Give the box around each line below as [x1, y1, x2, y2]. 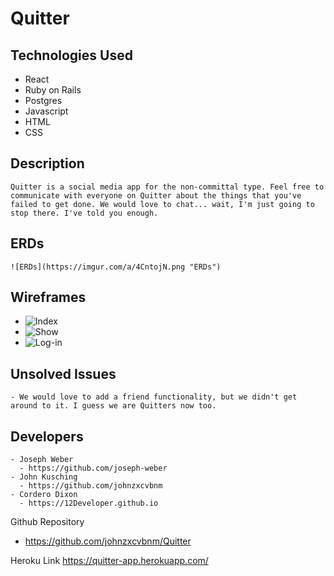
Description [10, 155, 85, 172]
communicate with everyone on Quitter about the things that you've [10, 190, 302, 201]
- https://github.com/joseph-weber [19, 463, 168, 474]
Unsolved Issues [10, 365, 117, 382]
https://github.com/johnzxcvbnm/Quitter [24, 535, 192, 547]
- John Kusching [10, 472, 78, 482]
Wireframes [10, 289, 87, 306]
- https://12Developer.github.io [19, 498, 159, 509]
